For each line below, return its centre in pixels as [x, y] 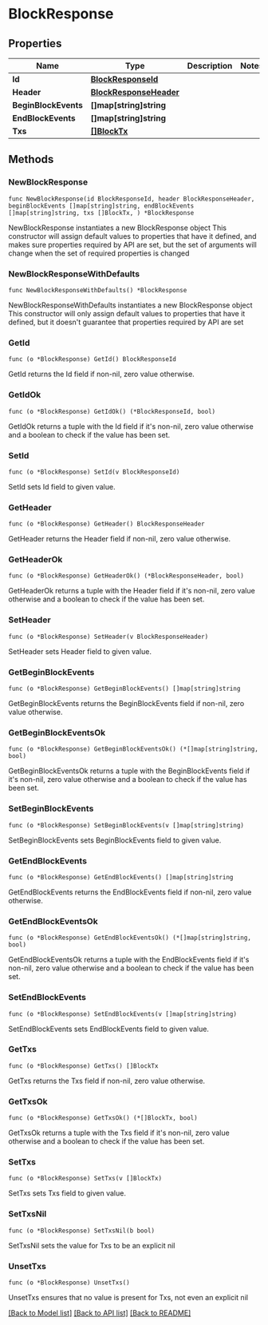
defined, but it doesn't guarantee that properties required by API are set [126, 322]
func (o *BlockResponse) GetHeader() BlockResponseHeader [106, 524]
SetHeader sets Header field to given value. [80, 651]
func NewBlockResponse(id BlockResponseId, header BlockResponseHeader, [132, 199]
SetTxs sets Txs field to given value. [67, 1193]
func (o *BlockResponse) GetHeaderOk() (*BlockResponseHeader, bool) [126, 576]
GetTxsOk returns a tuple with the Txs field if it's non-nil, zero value [119, 1133]
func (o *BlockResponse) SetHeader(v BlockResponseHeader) [108, 637]
